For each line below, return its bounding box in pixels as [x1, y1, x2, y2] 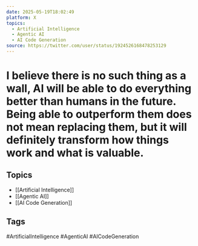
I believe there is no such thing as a [6, 69, 186, 82]
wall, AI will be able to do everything [6, 82, 192, 96]
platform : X [6, 15, 36, 21]
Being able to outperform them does [6, 107, 192, 121]
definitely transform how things [6, 133, 170, 147]
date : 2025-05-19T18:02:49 [6, 8, 74, 15]
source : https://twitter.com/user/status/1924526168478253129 [6, 43, 167, 49]
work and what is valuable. [6, 146, 144, 160]
